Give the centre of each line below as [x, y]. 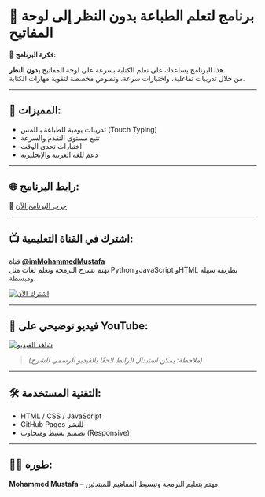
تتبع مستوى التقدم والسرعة [60, 138]
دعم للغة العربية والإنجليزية [59, 154]
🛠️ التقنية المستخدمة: [55, 393]
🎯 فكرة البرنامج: [33, 54]
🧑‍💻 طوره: [31, 465]
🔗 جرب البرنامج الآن [38, 206]
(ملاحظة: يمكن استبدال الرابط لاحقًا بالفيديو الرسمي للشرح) [115, 360]
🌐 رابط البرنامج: [44, 187]
